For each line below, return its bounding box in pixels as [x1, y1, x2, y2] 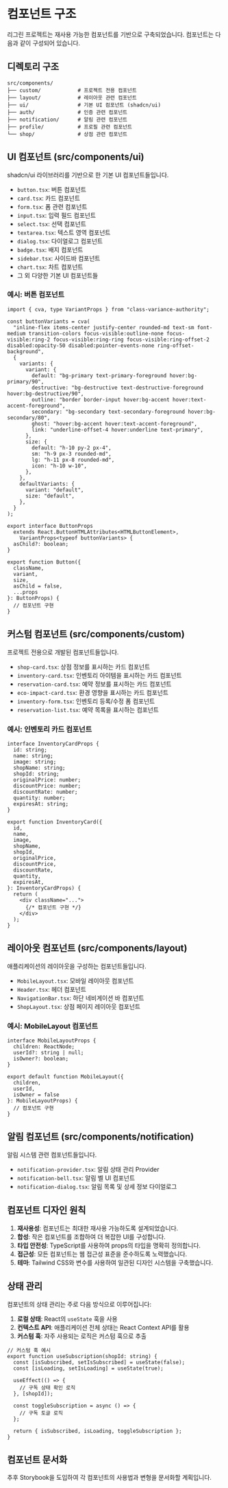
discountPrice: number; [13, 782, 81, 789]
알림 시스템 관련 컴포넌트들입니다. [7, 1151, 97, 1159]
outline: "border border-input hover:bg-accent [31, 396, 170, 403]
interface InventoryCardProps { [7, 740, 99, 747]
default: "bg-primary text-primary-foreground [31, 372, 167, 379]
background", [7, 348, 45, 355]
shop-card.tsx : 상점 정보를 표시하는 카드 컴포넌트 [16, 663, 151, 671]
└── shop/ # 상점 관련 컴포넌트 [7, 131, 128, 137]
